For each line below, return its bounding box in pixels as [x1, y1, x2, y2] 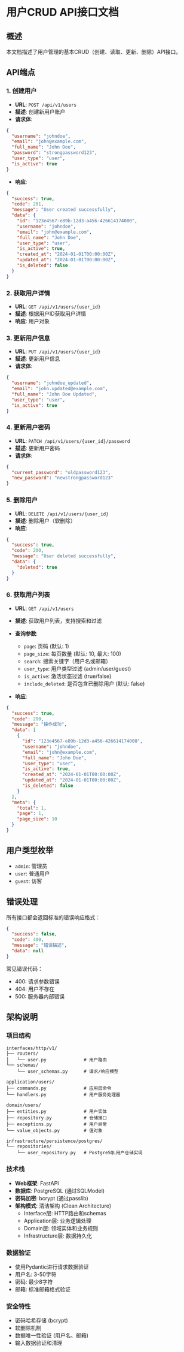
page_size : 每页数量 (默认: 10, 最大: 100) [23, 650, 121, 657]
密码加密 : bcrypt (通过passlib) [14, 1194, 88, 1202]
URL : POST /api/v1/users [14, 101, 76, 108]
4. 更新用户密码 [6, 423, 51, 431]
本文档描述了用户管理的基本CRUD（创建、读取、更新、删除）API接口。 [6, 49, 182, 55]
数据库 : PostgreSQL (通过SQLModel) [14, 1187, 105, 1194]
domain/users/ [6, 1102, 42, 1109]
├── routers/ [6, 1051, 39, 1057]
